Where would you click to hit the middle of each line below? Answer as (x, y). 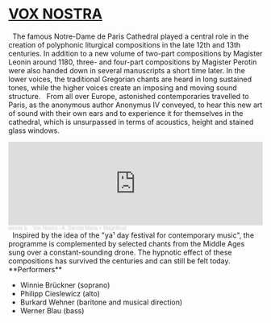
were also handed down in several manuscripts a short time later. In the (127, 70)
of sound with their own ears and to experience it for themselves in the (126, 113)
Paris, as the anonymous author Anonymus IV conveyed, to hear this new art (135, 105)
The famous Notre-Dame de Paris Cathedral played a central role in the (130, 36)
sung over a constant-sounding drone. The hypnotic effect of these (120, 252)
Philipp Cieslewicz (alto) (60, 293)
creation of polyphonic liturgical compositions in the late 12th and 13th (124, 44)
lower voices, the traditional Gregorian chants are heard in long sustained (130, 79)
